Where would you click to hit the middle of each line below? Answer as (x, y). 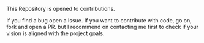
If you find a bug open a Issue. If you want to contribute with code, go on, (99, 20)
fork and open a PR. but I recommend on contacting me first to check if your (103, 27)
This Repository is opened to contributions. (61, 9)
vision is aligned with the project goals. (55, 33)
